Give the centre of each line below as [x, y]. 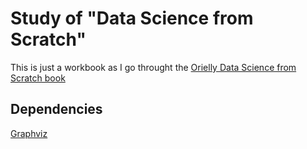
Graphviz [29, 133]
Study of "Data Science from [132, 18]
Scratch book [38, 78]
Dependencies [56, 109]
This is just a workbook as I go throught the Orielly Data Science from [153, 67]
